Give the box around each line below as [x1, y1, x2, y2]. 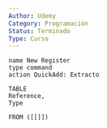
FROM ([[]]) [8, 113, 49, 122]
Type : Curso [8, 34, 49, 43]
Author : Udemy [8, 11, 57, 20]
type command [8, 64, 53, 72]
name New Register [8, 57, 71, 65]
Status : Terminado [8, 27, 71, 35]
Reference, [8, 92, 45, 100]
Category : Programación [8, 19, 89, 28]
